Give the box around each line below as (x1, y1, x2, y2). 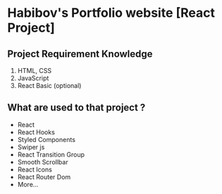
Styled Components (17, 135, 76, 143)
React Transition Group (17, 150, 85, 159)
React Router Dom (17, 172, 71, 181)
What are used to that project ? (7, 102, 146, 114)
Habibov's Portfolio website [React (7, 5, 216, 21)
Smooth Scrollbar (17, 157, 68, 166)
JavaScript (17, 74, 49, 82)
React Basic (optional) (17, 82, 82, 89)
